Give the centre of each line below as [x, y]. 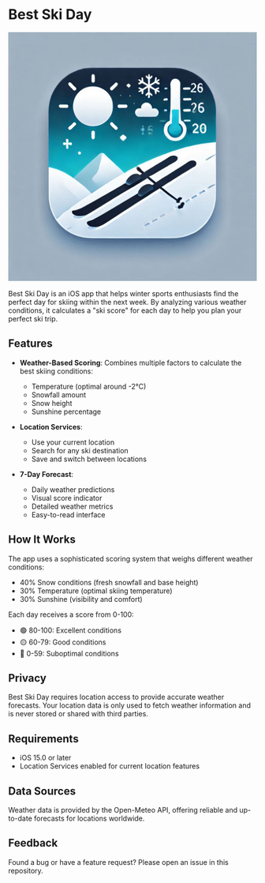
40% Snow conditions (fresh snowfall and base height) [109, 582]
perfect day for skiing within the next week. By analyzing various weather [127, 302]
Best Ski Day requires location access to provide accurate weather [116, 697]
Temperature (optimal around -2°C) [89, 386]
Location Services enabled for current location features [109, 766]
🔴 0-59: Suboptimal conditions [69, 653]
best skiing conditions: [56, 371]
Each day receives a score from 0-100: [71, 614]
